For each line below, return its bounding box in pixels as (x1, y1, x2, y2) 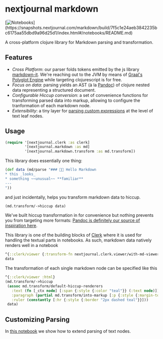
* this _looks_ (5, 172, 36, 177)
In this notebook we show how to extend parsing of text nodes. (5, 328, 131, 334)
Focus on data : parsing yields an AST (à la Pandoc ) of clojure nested (12, 82, 150, 88)
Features (5, 54, 33, 62)
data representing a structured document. (12, 87, 96, 93)
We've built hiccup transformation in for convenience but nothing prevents (5, 212, 154, 218)
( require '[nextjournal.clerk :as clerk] (5, 140, 90, 145)
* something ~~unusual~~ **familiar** (5, 176, 83, 181)
